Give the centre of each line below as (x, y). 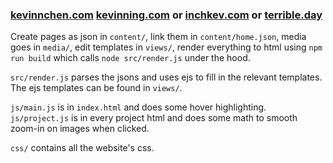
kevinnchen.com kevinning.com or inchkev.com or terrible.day (166, 15)
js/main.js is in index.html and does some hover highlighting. (138, 107)
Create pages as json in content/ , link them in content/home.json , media (158, 37)
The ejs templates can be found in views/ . (96, 88)
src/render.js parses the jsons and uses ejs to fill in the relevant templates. (166, 77)
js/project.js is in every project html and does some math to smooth (154, 118)
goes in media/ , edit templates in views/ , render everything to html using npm (166, 47)
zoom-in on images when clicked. (80, 129)
